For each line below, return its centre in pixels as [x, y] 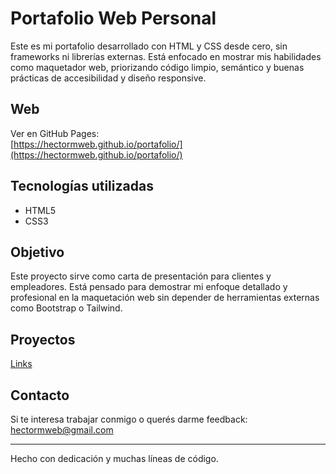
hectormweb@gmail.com [62, 430]
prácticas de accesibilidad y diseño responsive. [108, 78]
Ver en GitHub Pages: [55, 133]
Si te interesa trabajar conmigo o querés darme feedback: [129, 419]
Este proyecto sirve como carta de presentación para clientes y [141, 276]
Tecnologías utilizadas [82, 186]
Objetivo [37, 252]
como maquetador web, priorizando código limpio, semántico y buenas [157, 67]
